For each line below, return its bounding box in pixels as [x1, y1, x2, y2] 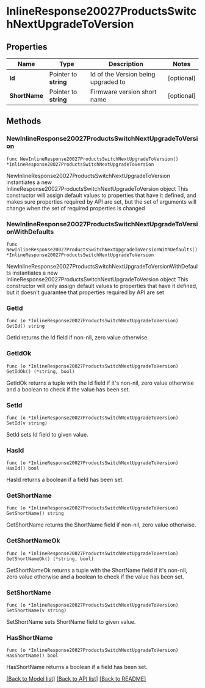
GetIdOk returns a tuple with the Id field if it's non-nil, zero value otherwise [6, 379, 194, 387]
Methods [6, 116, 41, 127]
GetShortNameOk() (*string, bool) [6, 555, 95, 562]
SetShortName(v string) [6, 607, 67, 614]
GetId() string [6, 323, 45, 330]
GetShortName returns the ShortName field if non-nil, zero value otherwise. [6, 521, 196, 528]
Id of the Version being [90, 70, 156, 78]
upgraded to [90, 78, 126, 86]
